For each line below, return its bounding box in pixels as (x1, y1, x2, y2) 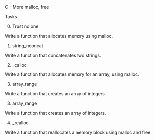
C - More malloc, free (5, 4, 49, 10)
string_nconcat (12, 43, 43, 49)
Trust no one (12, 23, 39, 29)
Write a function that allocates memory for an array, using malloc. (5, 71, 139, 77)
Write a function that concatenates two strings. (5, 52, 101, 58)
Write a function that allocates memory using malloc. (5, 33, 113, 39)
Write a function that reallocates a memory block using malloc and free (5, 129, 151, 135)
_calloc (12, 62, 27, 68)
